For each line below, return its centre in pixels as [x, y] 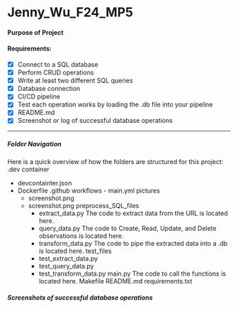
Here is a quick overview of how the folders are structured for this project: [115, 162]
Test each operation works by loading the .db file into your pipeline [115, 104]
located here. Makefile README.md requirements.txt [115, 281]
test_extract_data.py [68, 259]
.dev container [28, 169]
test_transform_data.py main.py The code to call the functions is [132, 273]
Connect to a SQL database [58, 64]
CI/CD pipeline [39, 97]
